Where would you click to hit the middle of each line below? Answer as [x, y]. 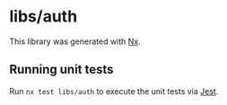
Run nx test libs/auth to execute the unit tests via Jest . [114, 91]
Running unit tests [61, 70]
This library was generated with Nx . [75, 41]
